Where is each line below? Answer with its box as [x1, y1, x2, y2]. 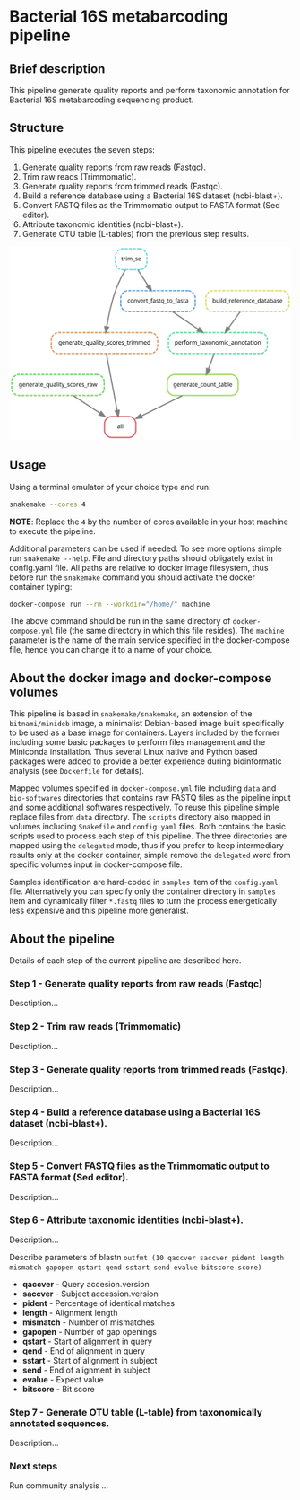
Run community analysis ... [9, 1480, 109, 1491]
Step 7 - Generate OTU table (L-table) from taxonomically [9, 1406, 262, 1418]
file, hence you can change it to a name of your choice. [9, 645, 213, 655]
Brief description [9, 61, 106, 76]
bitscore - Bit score [21, 1383, 96, 1394]
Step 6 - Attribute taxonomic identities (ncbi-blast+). [9, 1214, 244, 1226]
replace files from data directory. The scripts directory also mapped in [9, 811, 271, 822]
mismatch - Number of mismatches [21, 1317, 155, 1328]
